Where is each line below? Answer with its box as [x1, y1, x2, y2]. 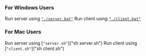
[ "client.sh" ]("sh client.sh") [5, 45, 64, 51]
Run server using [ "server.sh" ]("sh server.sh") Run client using [5, 40, 137, 46]
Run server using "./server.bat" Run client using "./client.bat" [5, 16, 141, 22]
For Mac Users [5, 29, 42, 36]
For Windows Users [5, 4, 54, 11]
